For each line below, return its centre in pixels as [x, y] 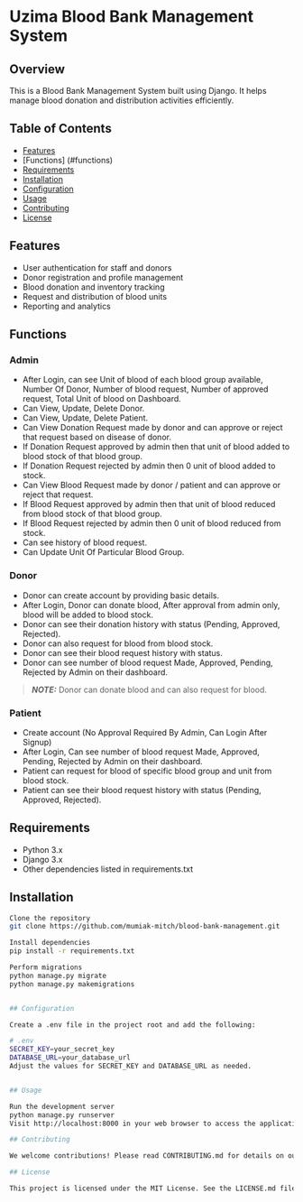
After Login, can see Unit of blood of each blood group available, [142, 380]
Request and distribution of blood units [95, 296]
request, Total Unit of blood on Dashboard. [102, 399]
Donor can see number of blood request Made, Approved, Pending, [147, 662]
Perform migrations [46, 967]
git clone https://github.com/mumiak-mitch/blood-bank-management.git [145, 927]
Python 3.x [42, 849]
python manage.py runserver [62, 1115]
